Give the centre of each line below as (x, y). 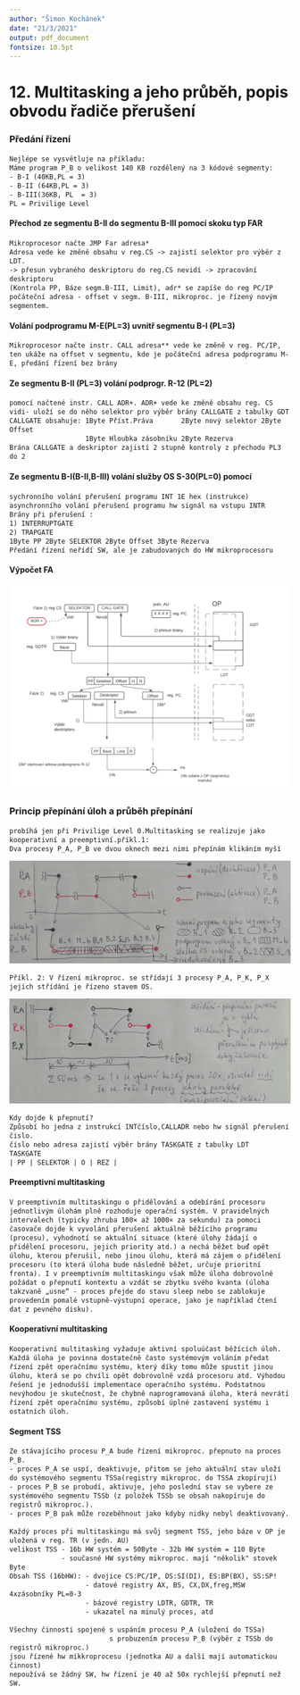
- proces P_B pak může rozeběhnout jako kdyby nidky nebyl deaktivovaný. (150, 1514)
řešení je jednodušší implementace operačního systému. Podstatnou (137, 1384)
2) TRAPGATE (31, 532)
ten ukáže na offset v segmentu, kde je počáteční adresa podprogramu (143, 355)
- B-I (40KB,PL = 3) (48, 177)
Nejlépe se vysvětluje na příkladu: (77, 159)
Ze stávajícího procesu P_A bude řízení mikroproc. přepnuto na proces (145, 1451)
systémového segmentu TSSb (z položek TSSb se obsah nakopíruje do (137, 1496)
